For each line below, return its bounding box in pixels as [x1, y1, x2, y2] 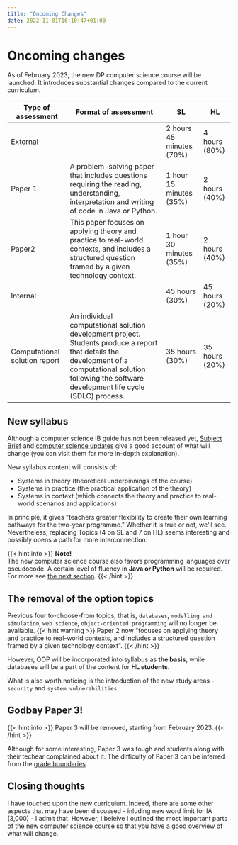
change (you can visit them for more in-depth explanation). [7, 449, 179, 458]
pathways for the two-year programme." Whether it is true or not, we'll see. [7, 520, 227, 529]
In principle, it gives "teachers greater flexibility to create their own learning [7, 513, 228, 522]
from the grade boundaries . [7, 759, 88, 768]
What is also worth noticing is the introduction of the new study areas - [7, 676, 215, 685]
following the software [69, 374, 144, 384]
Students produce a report [69, 338, 158, 348]
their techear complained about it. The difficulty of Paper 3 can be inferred [7, 752, 225, 761]
